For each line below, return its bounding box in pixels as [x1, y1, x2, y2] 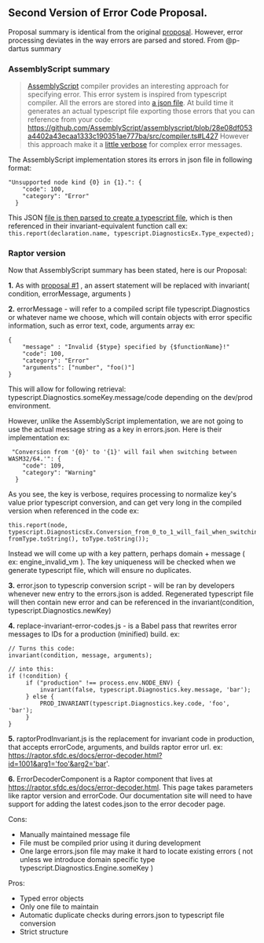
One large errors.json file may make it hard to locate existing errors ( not [19, 846, 254, 856]
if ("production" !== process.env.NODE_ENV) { [25, 679, 181, 687]
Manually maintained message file [19, 830, 130, 839]
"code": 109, [22, 462, 65, 470]
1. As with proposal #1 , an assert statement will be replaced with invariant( [8, 281, 250, 290]
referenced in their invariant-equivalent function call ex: [8, 222, 189, 231]
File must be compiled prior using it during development [19, 838, 201, 848]
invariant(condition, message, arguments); [8, 651, 153, 659]
